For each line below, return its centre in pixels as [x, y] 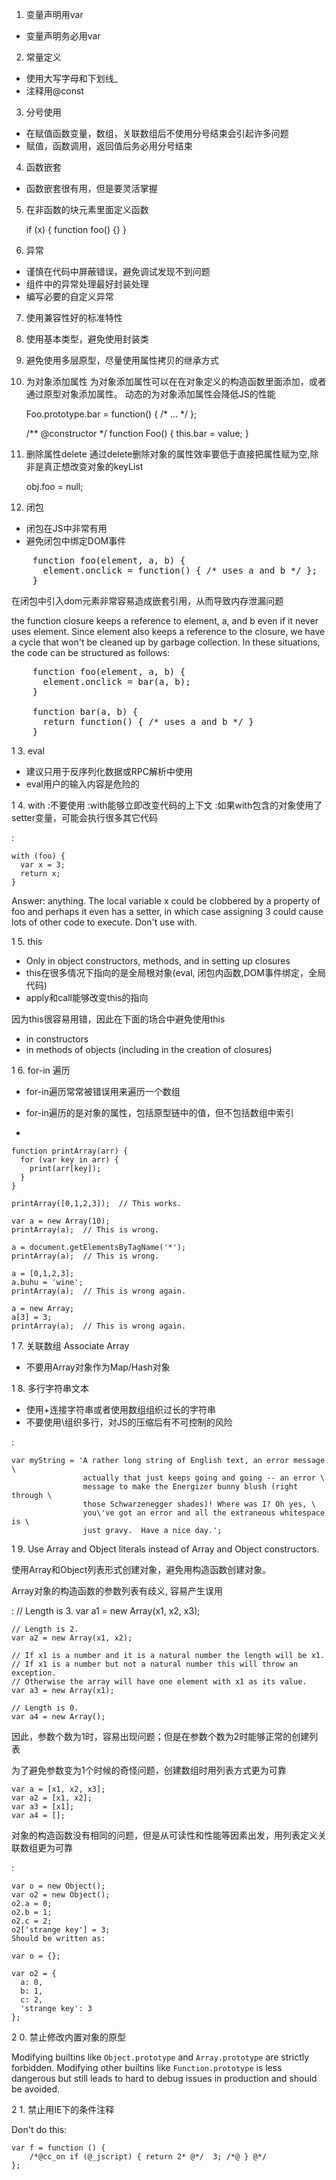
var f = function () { [58, 2148]
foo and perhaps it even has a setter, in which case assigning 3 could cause [167, 911]
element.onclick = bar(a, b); [116, 681]
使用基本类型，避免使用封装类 [87, 339]
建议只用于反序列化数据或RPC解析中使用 [109, 771]
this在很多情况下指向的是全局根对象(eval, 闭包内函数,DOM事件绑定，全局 [175, 972]
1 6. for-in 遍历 [41, 1070]
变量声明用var [54, 14]
